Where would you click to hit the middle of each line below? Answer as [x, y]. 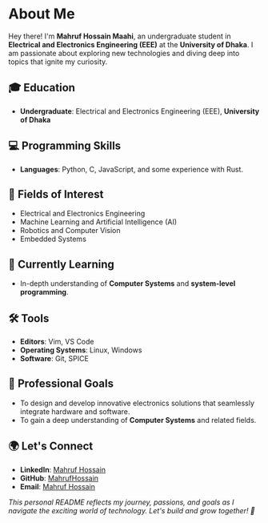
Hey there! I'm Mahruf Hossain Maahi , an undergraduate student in [120, 36]
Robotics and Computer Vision [70, 231]
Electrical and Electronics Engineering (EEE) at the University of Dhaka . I [131, 44]
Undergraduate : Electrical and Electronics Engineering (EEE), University [140, 111]
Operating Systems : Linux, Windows [81, 350]
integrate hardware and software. [75, 411]
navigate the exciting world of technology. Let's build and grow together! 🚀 [132, 510]
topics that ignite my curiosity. [58, 62]
